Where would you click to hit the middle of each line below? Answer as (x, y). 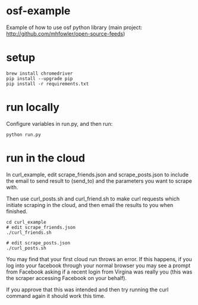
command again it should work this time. (56, 296)
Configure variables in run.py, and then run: (59, 123)
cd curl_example (26, 222)
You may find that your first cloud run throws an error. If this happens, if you (99, 259)
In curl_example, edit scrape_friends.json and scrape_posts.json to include (98, 174)
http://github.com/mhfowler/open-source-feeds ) (66, 33)
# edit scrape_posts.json (38, 243)
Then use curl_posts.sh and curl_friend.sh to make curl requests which (93, 198)
